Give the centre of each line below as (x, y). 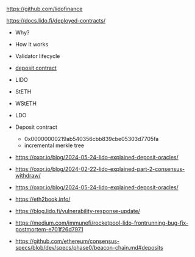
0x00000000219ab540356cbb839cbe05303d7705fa (91, 139)
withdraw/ (28, 176)
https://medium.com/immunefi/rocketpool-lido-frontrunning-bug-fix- (102, 223)
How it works (32, 44)
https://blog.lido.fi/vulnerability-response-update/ (77, 211)
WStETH (26, 103)
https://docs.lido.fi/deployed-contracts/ (56, 20)
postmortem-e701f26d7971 (49, 229)
